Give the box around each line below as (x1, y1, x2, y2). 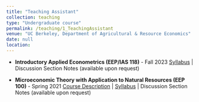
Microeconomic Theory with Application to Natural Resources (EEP (14, 76, 185, 84)
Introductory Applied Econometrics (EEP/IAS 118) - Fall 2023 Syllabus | (14, 58, 194, 66)
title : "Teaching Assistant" (6, 8, 79, 15)
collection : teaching (6, 14, 60, 20)
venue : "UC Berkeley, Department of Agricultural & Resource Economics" (6, 31, 191, 37)
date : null (6, 36, 33, 42)
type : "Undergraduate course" (6, 20, 82, 26)
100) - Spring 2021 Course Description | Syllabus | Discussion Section (14, 82, 188, 89)
